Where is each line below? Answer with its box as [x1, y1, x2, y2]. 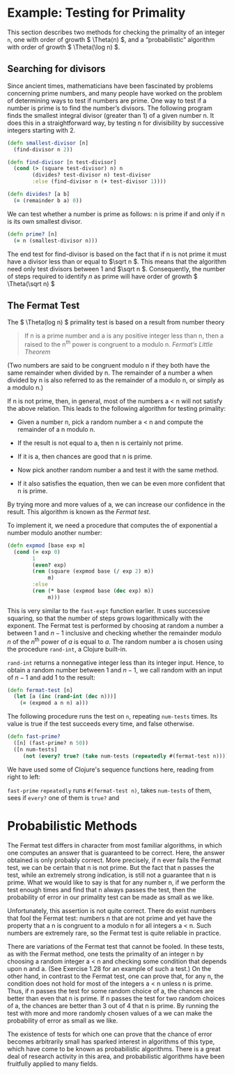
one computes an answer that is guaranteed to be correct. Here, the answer [7, 848, 225, 857]
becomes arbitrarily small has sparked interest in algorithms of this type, [7, 1037, 215, 1046]
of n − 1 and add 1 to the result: [7, 673, 95, 682]
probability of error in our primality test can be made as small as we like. [7, 893, 214, 901]
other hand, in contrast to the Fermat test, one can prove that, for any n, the [7, 972, 224, 980]
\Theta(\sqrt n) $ [7, 279, 55, 287]
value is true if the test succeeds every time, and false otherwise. [7, 720, 195, 728]
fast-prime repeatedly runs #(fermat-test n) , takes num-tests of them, [7, 786, 212, 795]
